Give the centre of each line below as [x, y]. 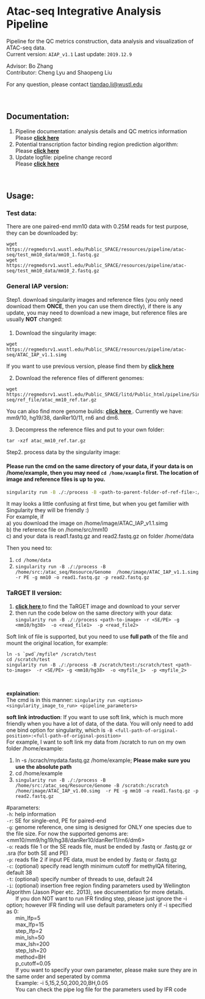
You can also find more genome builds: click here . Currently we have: [95, 411]
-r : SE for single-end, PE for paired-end [56, 821]
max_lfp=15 [30, 924]
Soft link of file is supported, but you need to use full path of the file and [97, 636]
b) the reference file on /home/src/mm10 [57, 530]
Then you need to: [29, 548]
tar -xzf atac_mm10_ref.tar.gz [46, 441]
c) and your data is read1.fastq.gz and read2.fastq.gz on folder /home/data [100, 536]
